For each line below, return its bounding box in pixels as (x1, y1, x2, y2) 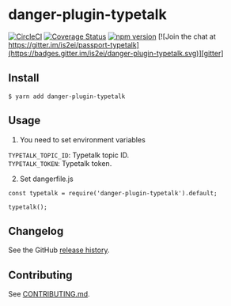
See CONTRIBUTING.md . (8, 289, 90, 299)
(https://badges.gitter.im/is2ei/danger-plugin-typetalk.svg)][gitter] (8, 48, 224, 58)
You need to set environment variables (19, 134, 146, 144)
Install (8, 71, 40, 85)
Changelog (8, 224, 64, 238)
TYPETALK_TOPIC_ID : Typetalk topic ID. (8, 150, 129, 160)
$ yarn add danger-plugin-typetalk (8, 93, 126, 100)
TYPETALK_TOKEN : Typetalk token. (8, 158, 112, 168)
